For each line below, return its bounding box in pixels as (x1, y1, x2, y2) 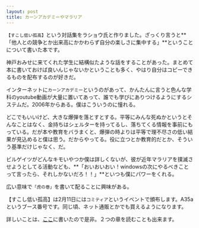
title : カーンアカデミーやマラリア (6, 14, 83, 20)
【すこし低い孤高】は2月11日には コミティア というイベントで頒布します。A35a (6, 195, 194, 203)
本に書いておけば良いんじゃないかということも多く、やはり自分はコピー (6, 66, 183, 73)
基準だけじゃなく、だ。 (11, 143, 69, 150)
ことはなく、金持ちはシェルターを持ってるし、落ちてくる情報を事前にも (16, 121, 193, 128)
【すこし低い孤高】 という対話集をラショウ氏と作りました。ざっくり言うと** (6, 31, 187, 38)
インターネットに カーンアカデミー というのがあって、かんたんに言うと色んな (6, 86, 187, 93)
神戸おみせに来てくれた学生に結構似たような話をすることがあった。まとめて (6, 59, 194, 66)
